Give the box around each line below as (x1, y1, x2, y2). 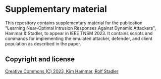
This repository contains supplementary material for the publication (5, 20, 143, 26)
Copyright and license (5, 55, 75, 64)
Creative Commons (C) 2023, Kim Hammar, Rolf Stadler (5, 68, 119, 74)
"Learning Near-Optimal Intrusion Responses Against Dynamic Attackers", (5, 25, 156, 31)
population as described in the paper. (5, 40, 82, 46)
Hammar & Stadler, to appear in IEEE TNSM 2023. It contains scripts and (5, 30, 153, 36)
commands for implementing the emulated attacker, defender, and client (5, 36, 153, 41)
